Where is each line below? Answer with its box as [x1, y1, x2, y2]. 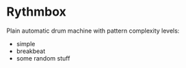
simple [16, 39, 36, 48]
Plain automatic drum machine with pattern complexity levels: [6, 27, 180, 35]
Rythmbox [6, 4, 66, 20]
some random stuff [16, 54, 70, 62]
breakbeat [16, 47, 46, 55]
